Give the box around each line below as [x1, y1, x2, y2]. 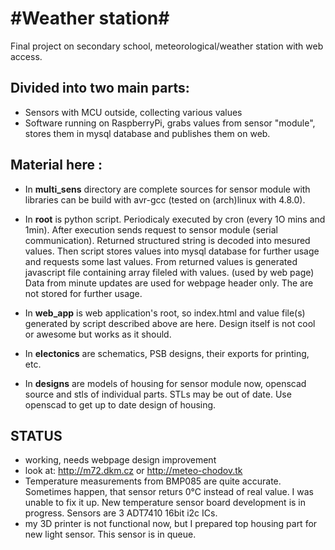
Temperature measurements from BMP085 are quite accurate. [24, 475, 282, 487]
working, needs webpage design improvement [24, 454, 217, 466]
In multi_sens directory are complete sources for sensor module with [24, 183, 311, 195]
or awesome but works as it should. [24, 328, 172, 340]
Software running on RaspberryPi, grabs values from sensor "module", [24, 117, 316, 129]
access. [10, 50, 43, 62]
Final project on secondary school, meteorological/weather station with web [10, 40, 324, 52]
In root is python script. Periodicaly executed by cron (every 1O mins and [24, 213, 326, 225]
